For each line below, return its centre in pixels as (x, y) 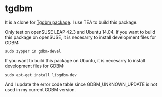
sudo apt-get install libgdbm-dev (41, 75)
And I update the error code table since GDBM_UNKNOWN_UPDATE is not (81, 84)
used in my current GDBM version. (41, 89)
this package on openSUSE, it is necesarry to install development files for (81, 37)
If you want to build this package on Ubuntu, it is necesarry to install (75, 60)
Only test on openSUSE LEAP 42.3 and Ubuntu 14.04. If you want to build (80, 32)
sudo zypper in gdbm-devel (33, 51)
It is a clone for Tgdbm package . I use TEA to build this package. (72, 22)
